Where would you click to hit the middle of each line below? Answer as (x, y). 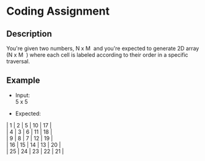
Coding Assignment (58, 11)
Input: (23, 95)
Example (23, 80)
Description (29, 34)
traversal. (18, 61)
